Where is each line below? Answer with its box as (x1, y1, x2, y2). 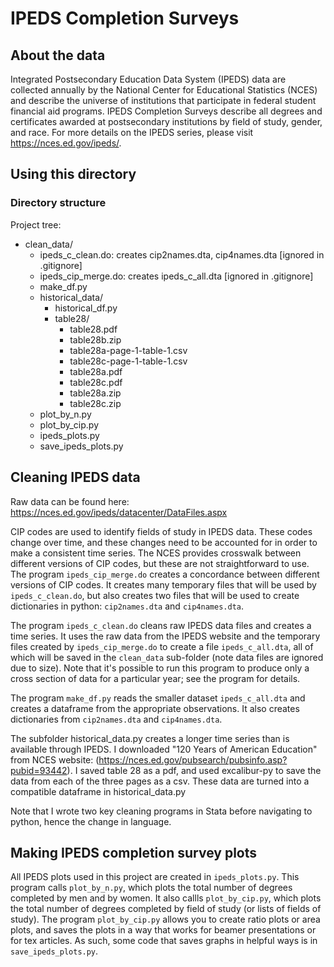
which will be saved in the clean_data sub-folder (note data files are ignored (10, 651, 324, 663)
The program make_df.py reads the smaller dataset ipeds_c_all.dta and (10, 692, 306, 704)
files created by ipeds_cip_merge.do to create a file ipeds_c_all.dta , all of (10, 640, 314, 652)
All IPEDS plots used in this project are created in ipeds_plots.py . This (10, 871, 300, 883)
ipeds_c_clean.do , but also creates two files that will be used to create (10, 589, 300, 601)
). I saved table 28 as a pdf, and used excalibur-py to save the (66, 764, 322, 776)
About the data (10, 47, 106, 64)
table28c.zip (69, 397, 122, 409)
